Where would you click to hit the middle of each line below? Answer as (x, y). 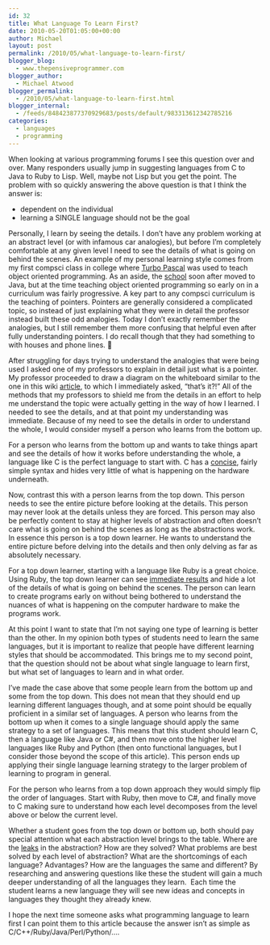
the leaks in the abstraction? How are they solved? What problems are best (133, 847)
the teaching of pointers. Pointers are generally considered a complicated (131, 302)
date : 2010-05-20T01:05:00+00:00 (64, 31)
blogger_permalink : (41, 91)
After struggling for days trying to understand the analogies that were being (134, 360)
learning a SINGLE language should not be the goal (105, 217)
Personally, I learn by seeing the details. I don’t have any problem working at (135, 233)
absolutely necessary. (45, 555)
